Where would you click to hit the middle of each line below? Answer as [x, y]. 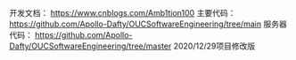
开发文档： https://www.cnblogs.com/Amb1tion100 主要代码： [123, 13]
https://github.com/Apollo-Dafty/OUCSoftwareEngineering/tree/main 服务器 [148, 24]
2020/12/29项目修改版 [214, 46]
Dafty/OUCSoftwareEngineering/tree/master [90, 46]
